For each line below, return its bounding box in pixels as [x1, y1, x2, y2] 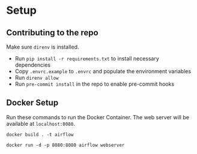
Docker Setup [6, 98, 59, 108]
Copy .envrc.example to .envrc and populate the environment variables [14, 68, 191, 75]
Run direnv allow [14, 74, 59, 81]
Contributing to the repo [6, 28, 98, 38]
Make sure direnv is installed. [6, 43, 79, 50]
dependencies [14, 61, 51, 68]
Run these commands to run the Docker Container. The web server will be [6, 113, 189, 120]
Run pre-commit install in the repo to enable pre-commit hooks [14, 80, 175, 87]
